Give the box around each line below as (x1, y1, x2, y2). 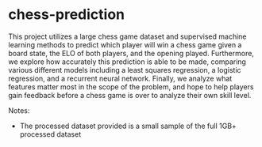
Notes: (8, 105, 30, 115)
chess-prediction (8, 6, 125, 24)
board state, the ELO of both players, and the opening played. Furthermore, (8, 48, 254, 58)
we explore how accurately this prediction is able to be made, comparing (8, 57, 246, 66)
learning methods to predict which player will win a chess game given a (8, 40, 242, 49)
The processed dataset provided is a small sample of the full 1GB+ (19, 121, 237, 130)
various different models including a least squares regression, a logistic (8, 65, 241, 74)
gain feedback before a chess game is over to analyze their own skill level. (8, 90, 252, 100)
